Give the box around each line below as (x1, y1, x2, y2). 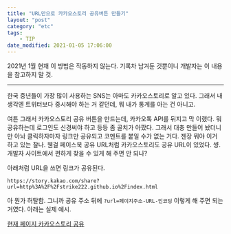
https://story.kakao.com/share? (7, 178, 100, 184)
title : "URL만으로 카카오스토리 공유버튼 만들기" (7, 10, 129, 17)
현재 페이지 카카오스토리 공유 (7, 220, 85, 228)
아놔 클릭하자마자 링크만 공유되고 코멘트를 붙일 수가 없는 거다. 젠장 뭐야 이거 (14, 132, 218, 140)
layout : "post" (7, 17, 51, 23)
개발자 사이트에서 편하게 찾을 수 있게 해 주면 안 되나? (7, 149, 148, 157)
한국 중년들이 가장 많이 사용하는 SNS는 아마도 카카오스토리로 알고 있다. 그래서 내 (7, 92, 223, 100)
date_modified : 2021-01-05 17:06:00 (7, 42, 112, 49)
